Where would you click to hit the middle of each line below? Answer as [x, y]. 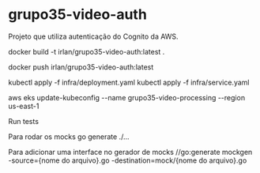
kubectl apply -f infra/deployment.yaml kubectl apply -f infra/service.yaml [129, 82]
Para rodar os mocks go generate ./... [69, 137]
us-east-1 [24, 106]
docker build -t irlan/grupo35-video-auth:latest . [87, 51]
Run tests [24, 121]
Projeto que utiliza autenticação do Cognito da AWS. [94, 36]
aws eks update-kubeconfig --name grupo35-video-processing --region [127, 97]
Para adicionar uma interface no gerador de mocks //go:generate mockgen [130, 152]
